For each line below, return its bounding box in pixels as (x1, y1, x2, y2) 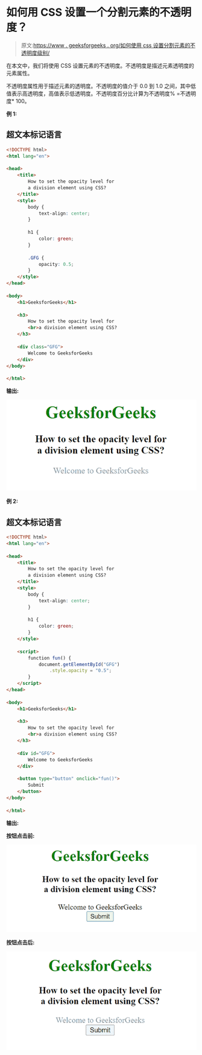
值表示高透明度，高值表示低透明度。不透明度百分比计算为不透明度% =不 (6, 90, 186, 97)
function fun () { (28, 655, 71, 661)
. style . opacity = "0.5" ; (49, 667, 112, 674)
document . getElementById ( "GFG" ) (38, 661, 120, 667)
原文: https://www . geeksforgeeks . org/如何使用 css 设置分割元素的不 (21, 42, 196, 49)
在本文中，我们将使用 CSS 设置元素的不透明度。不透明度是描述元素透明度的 (6, 61, 195, 69)
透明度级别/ (21, 49, 50, 56)
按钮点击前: (6, 832, 35, 839)
